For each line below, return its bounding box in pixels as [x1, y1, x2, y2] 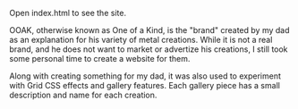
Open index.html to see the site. [9, 8, 127, 18]
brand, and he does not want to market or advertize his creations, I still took [9, 44, 288, 54]
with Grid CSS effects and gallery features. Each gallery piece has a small [9, 80, 280, 90]
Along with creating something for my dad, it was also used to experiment [9, 71, 282, 81]
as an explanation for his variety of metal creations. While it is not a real [9, 35, 273, 45]
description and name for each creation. [9, 89, 158, 100]
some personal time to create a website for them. [9, 54, 191, 63]
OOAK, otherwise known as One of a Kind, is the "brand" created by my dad [9, 25, 290, 35]
